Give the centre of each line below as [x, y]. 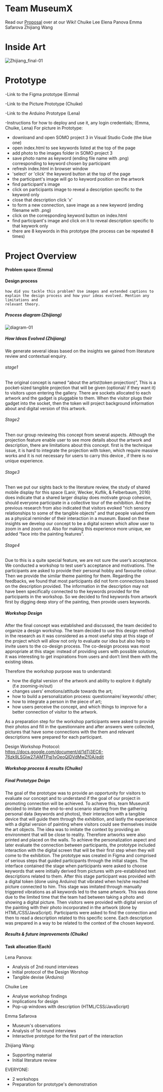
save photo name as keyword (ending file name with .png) [71, 158]
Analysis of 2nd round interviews [45, 967]
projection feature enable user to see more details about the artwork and [78, 440]
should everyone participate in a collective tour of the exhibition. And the [78, 503]
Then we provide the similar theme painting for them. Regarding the [73, 576]
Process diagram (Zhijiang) [33, 315]
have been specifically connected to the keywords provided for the [72, 592]
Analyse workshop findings [40, 996]
